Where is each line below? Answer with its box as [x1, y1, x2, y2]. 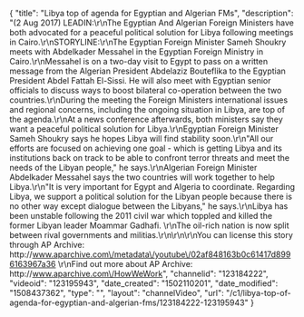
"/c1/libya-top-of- [225, 288, 292, 298]
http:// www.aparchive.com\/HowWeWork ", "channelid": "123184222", [9, 268, 270, 279]
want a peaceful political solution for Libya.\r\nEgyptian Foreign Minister [9, 124, 279, 134]
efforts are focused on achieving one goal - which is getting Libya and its [9, 143, 283, 154]
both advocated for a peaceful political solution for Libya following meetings [9, 27, 294, 37]
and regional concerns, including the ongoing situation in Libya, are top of [9, 104, 286, 114]
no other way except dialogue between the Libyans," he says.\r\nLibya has [9, 201, 289, 212]
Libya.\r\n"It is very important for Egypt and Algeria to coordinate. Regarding [9, 182, 296, 192]
